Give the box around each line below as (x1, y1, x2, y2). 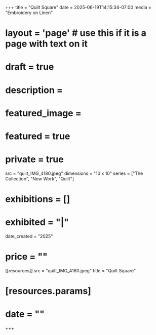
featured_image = (5, 107, 82, 119)
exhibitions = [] (5, 194, 70, 205)
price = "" (5, 251, 48, 262)
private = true (5, 154, 64, 165)
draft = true (5, 61, 54, 73)
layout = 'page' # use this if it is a (5, 27, 147, 39)
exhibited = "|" (5, 217, 69, 228)
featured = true (5, 130, 70, 142)
